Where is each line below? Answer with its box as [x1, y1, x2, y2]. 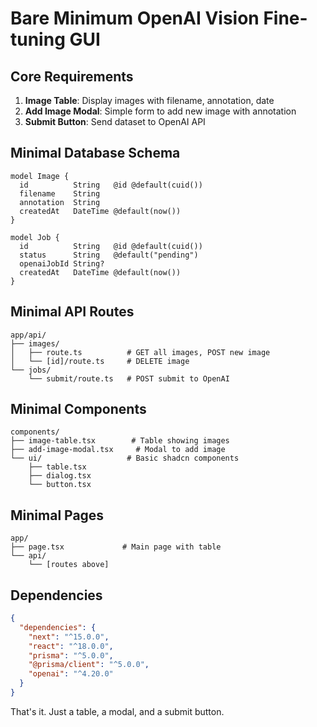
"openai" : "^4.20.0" [28, 669, 114, 679]
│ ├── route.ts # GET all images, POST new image [10, 347, 271, 357]
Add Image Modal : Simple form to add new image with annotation [24, 105, 297, 117]
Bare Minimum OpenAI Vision [10, 7, 260, 30]
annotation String [19, 197, 101, 207]
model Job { [10, 232, 60, 242]
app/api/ [10, 330, 47, 340]
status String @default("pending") [19, 250, 199, 260]
